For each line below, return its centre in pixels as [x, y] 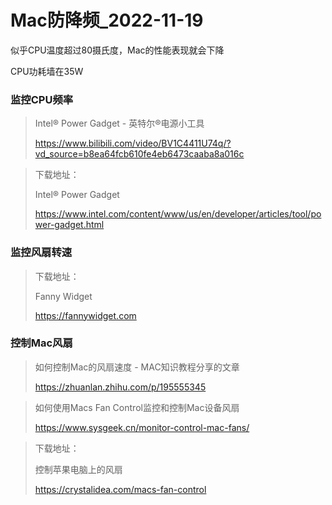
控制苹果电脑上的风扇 [78, 469]
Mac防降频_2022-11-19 [107, 20]
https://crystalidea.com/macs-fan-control [120, 489]
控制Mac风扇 [41, 343]
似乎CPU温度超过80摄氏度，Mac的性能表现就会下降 [117, 50]
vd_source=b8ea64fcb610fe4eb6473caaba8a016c [139, 154]
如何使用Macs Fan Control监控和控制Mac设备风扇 [137, 407]
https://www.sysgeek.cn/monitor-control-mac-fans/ [142, 427]
